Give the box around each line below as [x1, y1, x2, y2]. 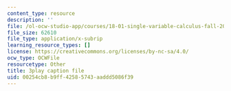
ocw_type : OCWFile [7, 55, 60, 62]
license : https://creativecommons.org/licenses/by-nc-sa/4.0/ [7, 49, 189, 55]
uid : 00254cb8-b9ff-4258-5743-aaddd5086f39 [7, 73, 134, 81]
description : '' [7, 16, 54, 23]
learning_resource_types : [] [7, 42, 91, 49]
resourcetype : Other [7, 61, 67, 68]
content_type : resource [7, 10, 76, 17]
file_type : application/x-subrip [7, 36, 103, 42]
